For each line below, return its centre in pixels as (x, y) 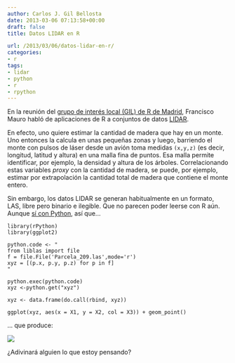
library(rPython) (33, 226)
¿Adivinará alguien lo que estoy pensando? (69, 352)
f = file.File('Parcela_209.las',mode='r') (72, 257)
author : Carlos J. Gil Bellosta (54, 14)
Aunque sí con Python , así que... (54, 213)
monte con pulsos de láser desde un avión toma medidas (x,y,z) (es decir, (116, 147)
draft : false (26, 27)
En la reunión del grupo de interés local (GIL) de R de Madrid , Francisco (110, 112)
